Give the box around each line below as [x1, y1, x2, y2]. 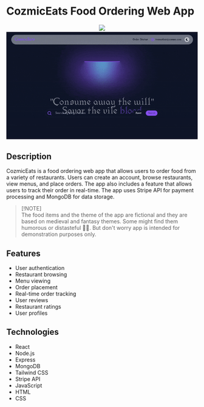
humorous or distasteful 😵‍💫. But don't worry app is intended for [21, 224, 180, 232]
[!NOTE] [21, 205, 42, 212]
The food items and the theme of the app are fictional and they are [21, 211, 188, 219]
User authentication [15, 264, 65, 272]
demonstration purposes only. [21, 230, 97, 238]
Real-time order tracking [15, 290, 76, 298]
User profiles [15, 309, 48, 317]
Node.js [15, 349, 35, 357]
